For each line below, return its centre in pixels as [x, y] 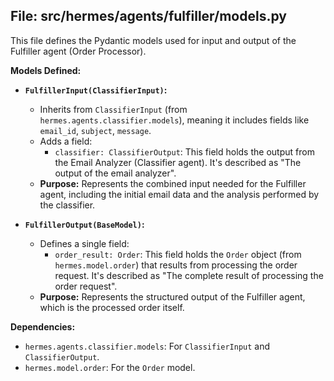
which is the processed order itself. [112, 307]
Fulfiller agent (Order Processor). [78, 51]
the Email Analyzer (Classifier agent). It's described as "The [178, 162]
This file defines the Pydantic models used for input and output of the [153, 40]
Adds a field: [66, 141]
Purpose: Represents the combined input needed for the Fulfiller [173, 183]
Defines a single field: [84, 243]
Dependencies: [43, 326]
